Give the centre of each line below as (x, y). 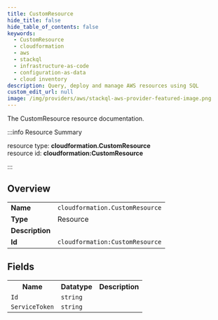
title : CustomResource (40, 14)
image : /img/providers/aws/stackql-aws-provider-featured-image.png (109, 99)
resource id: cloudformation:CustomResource (75, 153)
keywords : (22, 33)
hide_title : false (34, 20)
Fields (21, 267)
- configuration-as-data (50, 72)
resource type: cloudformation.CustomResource (79, 146)
